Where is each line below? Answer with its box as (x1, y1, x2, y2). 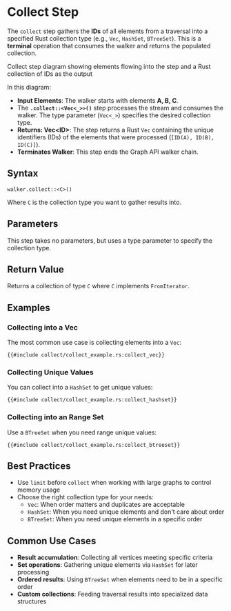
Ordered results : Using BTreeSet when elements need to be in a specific (17, 575, 223, 583)
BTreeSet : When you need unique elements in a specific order (27, 515, 203, 523)
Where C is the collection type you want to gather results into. (7, 198, 181, 206)
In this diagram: (7, 83, 52, 91)
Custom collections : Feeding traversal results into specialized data (17, 590, 208, 599)
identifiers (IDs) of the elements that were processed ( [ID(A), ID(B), (17, 132, 215, 141)
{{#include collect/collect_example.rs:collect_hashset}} (7, 397, 177, 403)
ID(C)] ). (17, 140, 40, 148)
